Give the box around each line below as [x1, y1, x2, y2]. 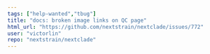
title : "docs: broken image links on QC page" [7, 17, 147, 24]
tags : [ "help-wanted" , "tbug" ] [7, 10, 97, 18]
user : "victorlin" [7, 29, 62, 37]
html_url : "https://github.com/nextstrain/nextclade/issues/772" [7, 23, 204, 30]
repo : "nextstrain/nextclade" [7, 36, 97, 43]
